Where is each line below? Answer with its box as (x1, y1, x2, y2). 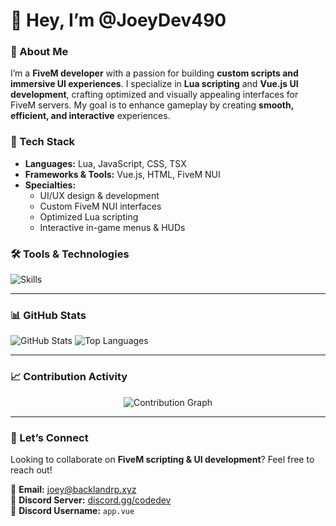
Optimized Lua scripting (39, 210, 139, 223)
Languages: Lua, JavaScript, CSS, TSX (24, 157, 187, 169)
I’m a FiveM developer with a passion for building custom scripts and (10, 67, 299, 79)
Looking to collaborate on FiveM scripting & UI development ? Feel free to (10, 453, 315, 465)
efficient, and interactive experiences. (10, 110, 171, 122)
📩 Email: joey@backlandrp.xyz (10, 483, 137, 495)
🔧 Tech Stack (10, 135, 76, 149)
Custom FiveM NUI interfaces (39, 200, 162, 212)
